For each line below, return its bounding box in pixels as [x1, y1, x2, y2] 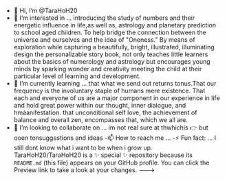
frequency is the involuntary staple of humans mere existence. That [13, 86, 206, 95]
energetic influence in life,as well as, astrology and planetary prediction [13, 21, 217, 29]
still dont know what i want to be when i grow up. [13, 144, 153, 152]
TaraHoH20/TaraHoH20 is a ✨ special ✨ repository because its [13, 151, 193, 159]
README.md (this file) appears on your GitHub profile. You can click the [13, 158, 210, 167]
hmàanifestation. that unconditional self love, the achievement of [13, 108, 197, 117]
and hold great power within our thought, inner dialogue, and [13, 101, 186, 109]
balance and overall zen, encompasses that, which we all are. [13, 116, 188, 123]
